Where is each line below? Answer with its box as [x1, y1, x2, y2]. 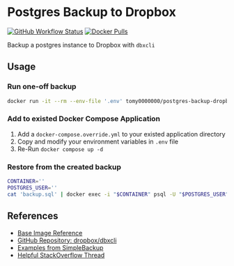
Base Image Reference [17, 228, 83, 237]
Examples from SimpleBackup [17, 243, 104, 251]
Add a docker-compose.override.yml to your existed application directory [17, 130, 226, 138]
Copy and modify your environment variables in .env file [17, 137, 179, 146]
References [7, 210, 58, 222]
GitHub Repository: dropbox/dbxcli [17, 236, 117, 244]
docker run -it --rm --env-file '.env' [7, 97, 123, 104]
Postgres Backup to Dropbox [7, 4, 176, 20]
